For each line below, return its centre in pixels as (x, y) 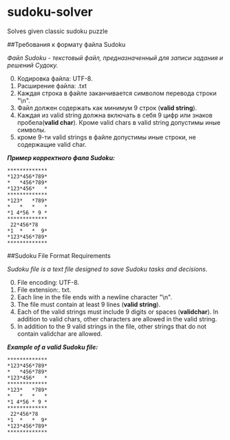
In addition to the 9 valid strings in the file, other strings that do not (112, 326)
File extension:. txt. (44, 290)
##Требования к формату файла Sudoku (66, 44)
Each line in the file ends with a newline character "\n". (94, 297)
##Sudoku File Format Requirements (59, 255)
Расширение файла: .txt (52, 86)
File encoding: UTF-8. (48, 282)
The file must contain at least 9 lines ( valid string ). (88, 304)
